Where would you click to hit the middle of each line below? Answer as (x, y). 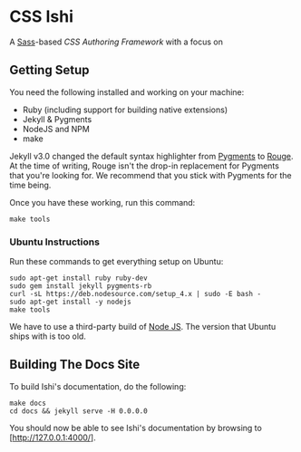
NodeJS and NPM (56, 129)
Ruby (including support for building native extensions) (125, 110)
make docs (28, 403)
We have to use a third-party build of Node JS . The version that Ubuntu (143, 327)
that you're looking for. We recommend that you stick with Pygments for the (150, 175)
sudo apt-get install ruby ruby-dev (78, 278)
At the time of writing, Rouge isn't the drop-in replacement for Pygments (144, 166)
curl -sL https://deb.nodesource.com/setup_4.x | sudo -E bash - (135, 294)
